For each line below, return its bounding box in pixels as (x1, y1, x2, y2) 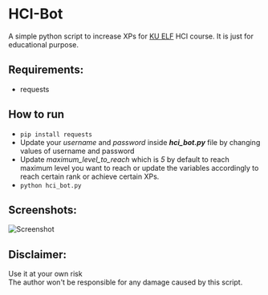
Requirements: (8, 63, 84, 77)
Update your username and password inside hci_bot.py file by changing (19, 137, 261, 147)
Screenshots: (8, 203, 78, 216)
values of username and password (19, 146, 135, 156)
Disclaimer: (8, 248, 67, 261)
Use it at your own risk (8, 269, 83, 279)
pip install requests (19, 130, 92, 139)
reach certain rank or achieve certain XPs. (19, 172, 160, 181)
